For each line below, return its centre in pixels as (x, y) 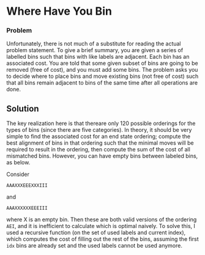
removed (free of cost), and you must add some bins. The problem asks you (102, 70)
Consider (18, 174)
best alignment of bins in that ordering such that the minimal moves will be (100, 143)
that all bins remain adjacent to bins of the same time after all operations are (102, 83)
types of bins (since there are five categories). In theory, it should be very (99, 130)
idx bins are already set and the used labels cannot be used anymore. (94, 246)
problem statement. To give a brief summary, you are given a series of (95, 50)
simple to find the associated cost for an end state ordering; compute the (99, 137)
